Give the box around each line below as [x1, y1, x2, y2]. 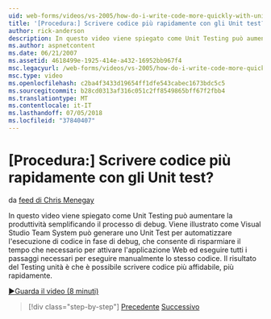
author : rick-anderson [8, 27, 85, 35]
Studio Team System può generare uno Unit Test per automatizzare [8, 227, 232, 238]
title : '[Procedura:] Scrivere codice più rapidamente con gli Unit [8, 19, 244, 27]
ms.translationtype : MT [8, 94, 89, 102]
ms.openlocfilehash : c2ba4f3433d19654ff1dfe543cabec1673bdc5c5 [8, 79, 226, 87]
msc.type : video [8, 72, 63, 80]
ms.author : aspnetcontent [8, 42, 95, 50]
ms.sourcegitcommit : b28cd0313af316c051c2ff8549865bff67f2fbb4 [8, 86, 226, 95]
